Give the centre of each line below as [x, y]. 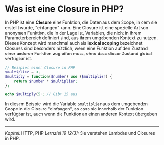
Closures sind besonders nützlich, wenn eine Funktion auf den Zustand [77, 48]
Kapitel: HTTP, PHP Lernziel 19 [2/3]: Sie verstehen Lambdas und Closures [80, 133]
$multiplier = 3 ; [23, 72]
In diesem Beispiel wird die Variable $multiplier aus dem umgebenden [76, 104]
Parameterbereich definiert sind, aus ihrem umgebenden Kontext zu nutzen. [81, 38]
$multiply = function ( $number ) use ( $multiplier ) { [59, 76]
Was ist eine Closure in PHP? [64, 9]
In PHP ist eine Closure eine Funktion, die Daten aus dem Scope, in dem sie [81, 22]
